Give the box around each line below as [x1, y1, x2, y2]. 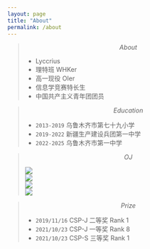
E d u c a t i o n [113, 106, 144, 115]
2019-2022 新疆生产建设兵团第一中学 [35, 129, 141, 139]
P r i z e [120, 201, 136, 210]
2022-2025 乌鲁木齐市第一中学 [35, 139, 122, 147]
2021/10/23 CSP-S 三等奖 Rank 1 [35, 234, 130, 243]
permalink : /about [7, 23, 62, 31]
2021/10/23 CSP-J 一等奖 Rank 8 [35, 225, 130, 233]
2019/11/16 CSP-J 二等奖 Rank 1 [35, 216, 129, 225]
